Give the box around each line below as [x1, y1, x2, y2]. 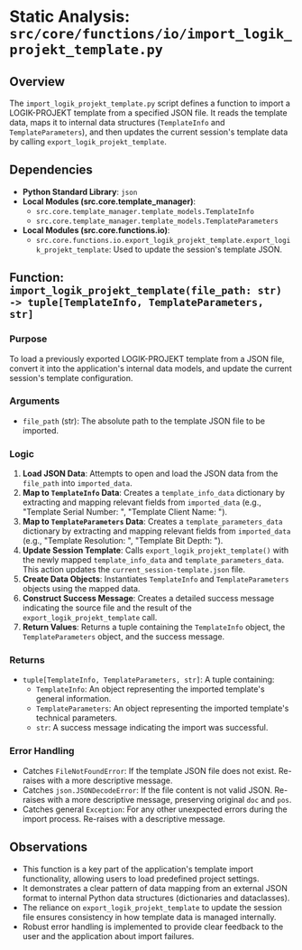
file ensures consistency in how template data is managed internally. [22, 911, 277, 922]
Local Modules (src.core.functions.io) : [22, 224, 170, 236]
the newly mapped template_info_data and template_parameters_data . [22, 554, 284, 565]
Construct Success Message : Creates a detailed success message [22, 593, 275, 604]
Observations [9, 840, 88, 855]
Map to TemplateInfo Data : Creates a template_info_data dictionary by [22, 488, 286, 498]
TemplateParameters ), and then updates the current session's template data [9, 126, 288, 137]
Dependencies [9, 163, 93, 178]
